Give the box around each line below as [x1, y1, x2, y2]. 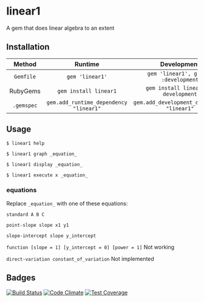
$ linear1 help [6, 140, 45, 146]
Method [13, 59, 37, 68]
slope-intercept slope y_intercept [6, 232, 97, 239]
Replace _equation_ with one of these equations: [6, 200, 128, 207]
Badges [6, 273, 36, 283]
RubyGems [9, 87, 41, 95]
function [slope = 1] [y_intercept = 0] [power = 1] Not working [6, 243, 175, 250]
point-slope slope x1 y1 [6, 222, 69, 228]
